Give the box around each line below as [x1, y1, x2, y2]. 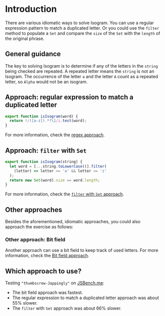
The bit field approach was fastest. [12, 290, 83, 296]
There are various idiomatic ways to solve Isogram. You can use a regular [5, 20, 154, 26]
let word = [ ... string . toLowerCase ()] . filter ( [9, 164, 107, 169]
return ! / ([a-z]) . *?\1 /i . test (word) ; [9, 118, 87, 123]
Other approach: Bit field [5, 236, 66, 243]
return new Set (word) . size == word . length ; [9, 178, 100, 183]
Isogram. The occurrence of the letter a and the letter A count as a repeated [5, 73, 159, 79]
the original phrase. [5, 36, 45, 41]
